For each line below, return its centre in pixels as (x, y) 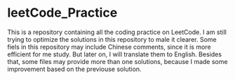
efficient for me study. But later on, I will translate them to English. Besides (115, 54)
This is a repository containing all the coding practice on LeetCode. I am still (117, 32)
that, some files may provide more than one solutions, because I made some (117, 61)
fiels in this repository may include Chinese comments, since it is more (109, 47)
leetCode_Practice (62, 13)
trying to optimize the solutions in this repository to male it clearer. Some (112, 39)
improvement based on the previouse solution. (74, 69)
